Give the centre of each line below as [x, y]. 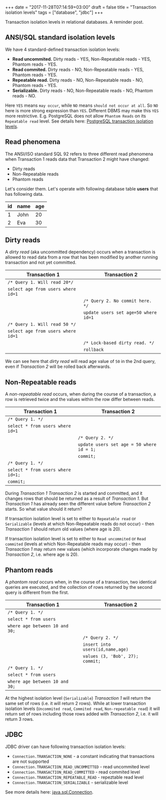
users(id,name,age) [105, 649]
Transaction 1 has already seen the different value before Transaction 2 [78, 504]
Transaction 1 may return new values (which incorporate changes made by [81, 549]
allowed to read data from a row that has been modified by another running [82, 257]
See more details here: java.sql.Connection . [49, 792]
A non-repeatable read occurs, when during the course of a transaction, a [81, 394]
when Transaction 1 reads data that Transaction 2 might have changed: [77, 159]
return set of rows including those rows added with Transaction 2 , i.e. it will [82, 714]
